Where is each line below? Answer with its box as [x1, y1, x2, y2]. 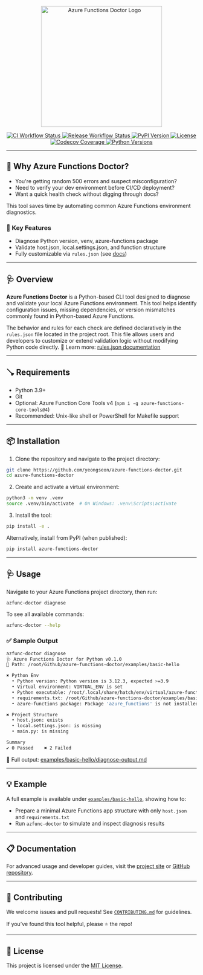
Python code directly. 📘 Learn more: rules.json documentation [6, 343, 161, 351]
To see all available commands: [6, 611, 85, 618]
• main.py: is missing [11, 728, 69, 734]
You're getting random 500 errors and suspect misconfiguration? [14, 177, 177, 184]
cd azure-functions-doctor [6, 472, 74, 479]
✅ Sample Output [6, 637, 59, 645]
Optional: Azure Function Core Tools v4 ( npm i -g [14, 399, 139, 406]
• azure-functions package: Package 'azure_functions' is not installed [11, 701, 199, 707]
